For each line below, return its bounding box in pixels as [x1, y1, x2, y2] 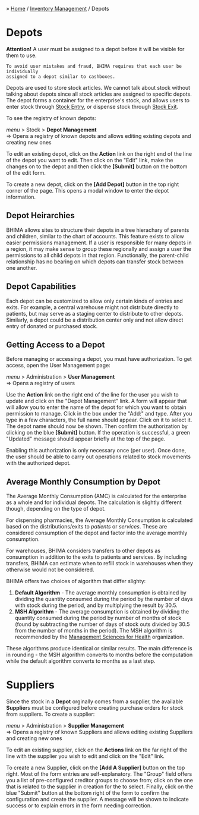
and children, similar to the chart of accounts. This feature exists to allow [6, 232, 184, 240]
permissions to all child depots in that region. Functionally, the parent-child [6, 251, 189, 259]
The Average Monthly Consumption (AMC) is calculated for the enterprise [6, 493, 187, 500]
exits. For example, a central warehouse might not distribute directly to [6, 303, 179, 311]
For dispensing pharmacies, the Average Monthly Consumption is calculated [6, 517, 193, 524]
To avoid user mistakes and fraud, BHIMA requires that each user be [6, 63, 182, 69]
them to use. [6, 52, 37, 59]
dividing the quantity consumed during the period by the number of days [14, 596, 193, 603]
